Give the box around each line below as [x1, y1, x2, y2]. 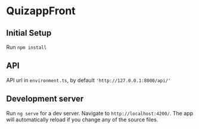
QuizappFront [6, 4, 76, 18]
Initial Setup [6, 28, 52, 38]
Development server [6, 94, 84, 104]
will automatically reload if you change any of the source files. [6, 116, 158, 123]
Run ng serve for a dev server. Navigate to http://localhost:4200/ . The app [6, 109, 194, 117]
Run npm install [6, 43, 47, 51]
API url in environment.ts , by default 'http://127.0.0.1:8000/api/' [6, 76, 171, 84]
